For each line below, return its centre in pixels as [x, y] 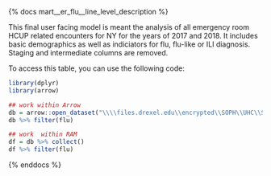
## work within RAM [43, 135]
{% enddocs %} [35, 165]
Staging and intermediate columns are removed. [88, 53]
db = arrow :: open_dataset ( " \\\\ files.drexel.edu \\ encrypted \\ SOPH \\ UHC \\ [135, 113]
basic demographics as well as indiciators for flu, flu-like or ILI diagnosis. [129, 44]
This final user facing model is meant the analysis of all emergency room [129, 27]
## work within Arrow [45, 105]
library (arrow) [34, 90]
